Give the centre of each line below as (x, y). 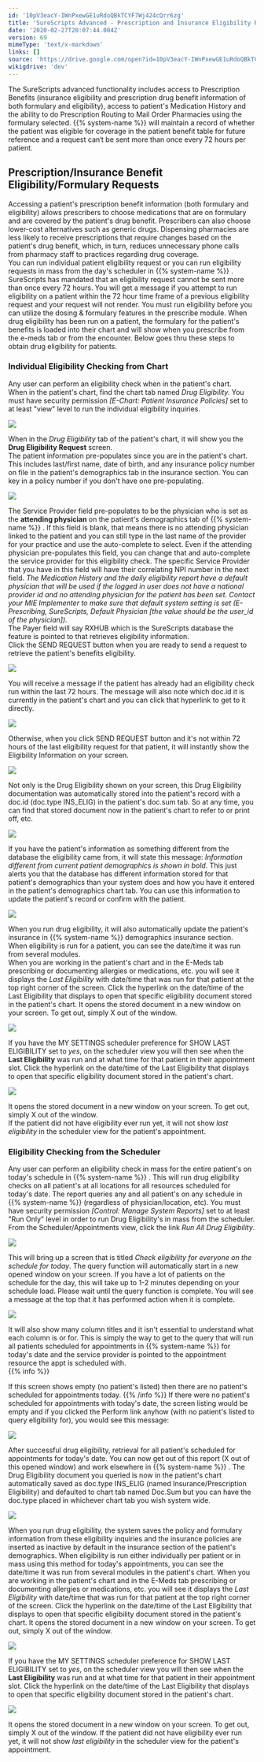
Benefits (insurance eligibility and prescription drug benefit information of (127, 97)
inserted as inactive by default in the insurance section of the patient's (122, 1547)
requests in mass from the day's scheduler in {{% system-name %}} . (121, 271)
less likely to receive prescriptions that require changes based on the (120, 237)
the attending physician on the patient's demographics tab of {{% (116, 519)
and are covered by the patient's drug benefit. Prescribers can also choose (130, 221)
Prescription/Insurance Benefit (86, 173)
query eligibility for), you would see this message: (89, 1420)
